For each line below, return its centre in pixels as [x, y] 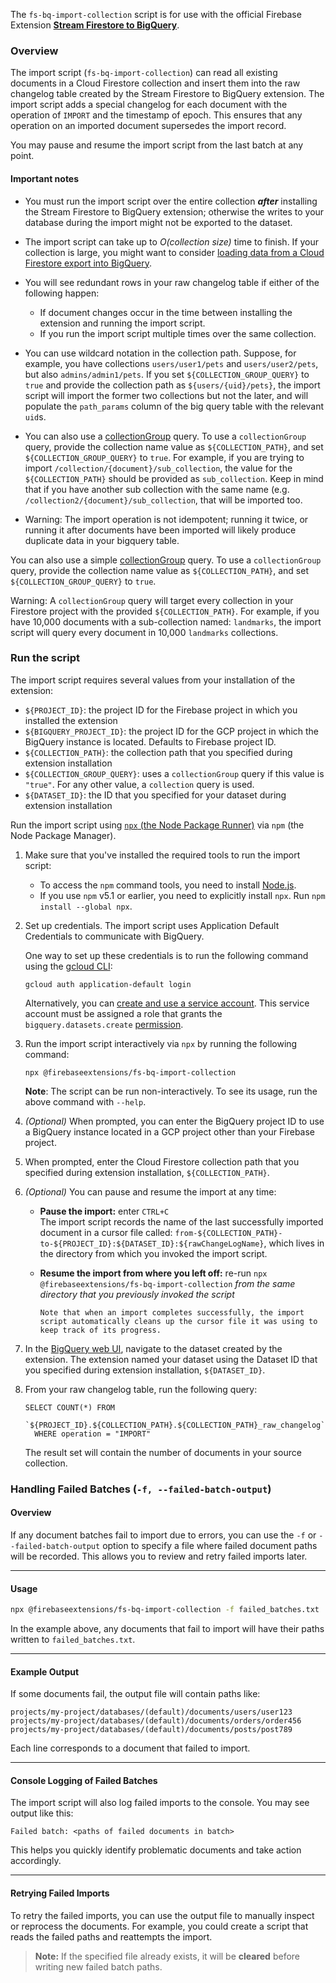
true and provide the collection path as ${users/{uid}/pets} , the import [172, 385]
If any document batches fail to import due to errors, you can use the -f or [163, 1535]
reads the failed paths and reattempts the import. [111, 1936]
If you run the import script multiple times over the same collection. [178, 333]
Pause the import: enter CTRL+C [104, 1211]
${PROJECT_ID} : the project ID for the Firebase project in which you [161, 710]
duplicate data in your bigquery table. [102, 540]
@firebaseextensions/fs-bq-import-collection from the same [167, 1283]
